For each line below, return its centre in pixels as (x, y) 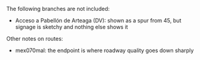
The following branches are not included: (58, 9)
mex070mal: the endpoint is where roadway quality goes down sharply (104, 50)
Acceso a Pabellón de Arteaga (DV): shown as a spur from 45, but (98, 20)
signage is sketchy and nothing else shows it (72, 27)
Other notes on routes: (35, 38)
